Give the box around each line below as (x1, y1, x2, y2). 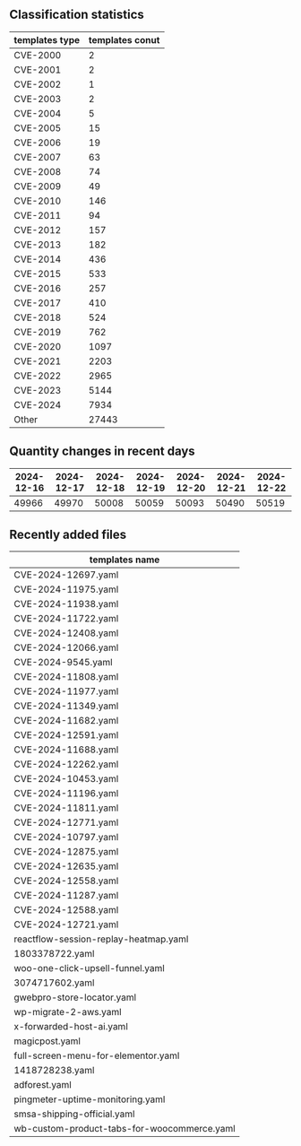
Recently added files (9, 527, 127, 543)
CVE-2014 (13, 253, 62, 265)
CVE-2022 (13, 369, 62, 382)
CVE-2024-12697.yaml (13, 569, 119, 581)
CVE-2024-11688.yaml (13, 743, 119, 756)
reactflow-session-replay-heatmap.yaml (13, 933, 189, 945)
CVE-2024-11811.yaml (13, 802, 119, 814)
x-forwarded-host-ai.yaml (13, 1020, 128, 1033)
